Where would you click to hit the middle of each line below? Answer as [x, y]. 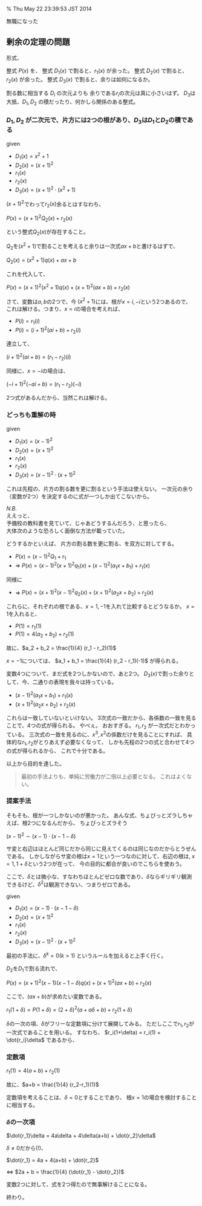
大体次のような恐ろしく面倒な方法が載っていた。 [67, 530]
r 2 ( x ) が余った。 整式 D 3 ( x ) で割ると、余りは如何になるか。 [80, 80]
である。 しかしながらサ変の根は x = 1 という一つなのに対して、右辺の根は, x [101, 856]
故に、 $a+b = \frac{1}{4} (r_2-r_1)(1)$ [53, 1084]
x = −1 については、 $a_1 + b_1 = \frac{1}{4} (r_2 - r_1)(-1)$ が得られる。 [94, 660]
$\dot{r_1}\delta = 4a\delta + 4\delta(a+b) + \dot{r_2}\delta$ [81, 1136]
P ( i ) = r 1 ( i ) [28, 322]
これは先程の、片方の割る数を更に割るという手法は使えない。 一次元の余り [100, 489]
